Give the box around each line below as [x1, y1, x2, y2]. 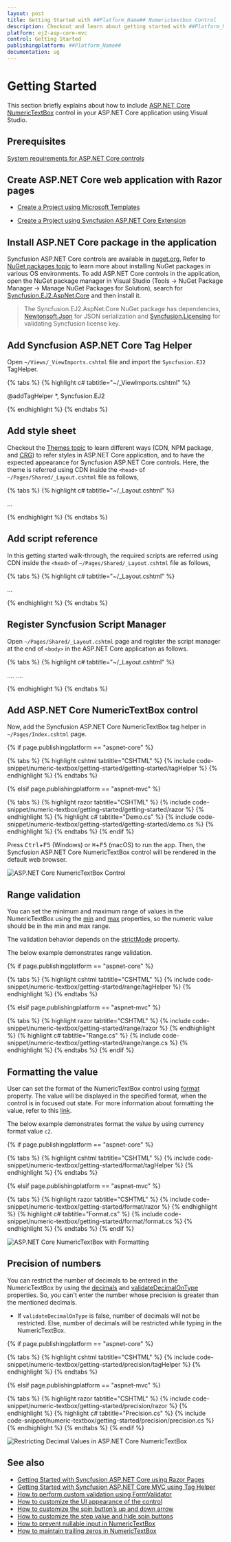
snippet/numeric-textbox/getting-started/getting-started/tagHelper [7, 764, 197, 773]
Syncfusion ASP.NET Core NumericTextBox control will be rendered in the [7, 848, 217, 856]
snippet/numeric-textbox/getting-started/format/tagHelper [7, 1160, 173, 1169]
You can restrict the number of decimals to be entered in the [7, 1276, 178, 1284]
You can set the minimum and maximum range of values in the [7, 907, 184, 916]
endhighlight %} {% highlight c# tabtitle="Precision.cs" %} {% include [7, 1409, 206, 1417]
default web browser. [7, 856, 67, 864]
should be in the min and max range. [7, 922, 111, 930]
